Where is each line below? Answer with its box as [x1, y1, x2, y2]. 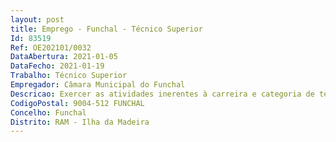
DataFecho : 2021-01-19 [10, 61, 105, 71]
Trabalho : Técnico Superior [10, 71, 128, 81]
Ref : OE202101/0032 [10, 42, 92, 53]
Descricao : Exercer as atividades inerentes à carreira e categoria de [10, 89, 315, 99]
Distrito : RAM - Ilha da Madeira [10, 117, 150, 127]
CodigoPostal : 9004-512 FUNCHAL [10, 98, 145, 108]
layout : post [10, 14, 65, 25]
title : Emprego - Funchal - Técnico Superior [10, 24, 203, 34]
